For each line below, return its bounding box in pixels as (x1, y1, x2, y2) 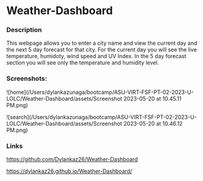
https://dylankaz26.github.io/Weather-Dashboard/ (6, 168, 133, 175)
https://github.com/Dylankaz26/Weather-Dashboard (6, 156, 138, 163)
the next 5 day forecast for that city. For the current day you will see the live (6, 46, 197, 53)
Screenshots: (6, 74, 48, 83)
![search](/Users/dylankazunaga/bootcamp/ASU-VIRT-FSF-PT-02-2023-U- (6, 113, 197, 120)
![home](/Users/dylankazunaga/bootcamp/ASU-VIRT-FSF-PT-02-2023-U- (6, 88, 194, 96)
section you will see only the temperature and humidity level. (6, 59, 160, 66)
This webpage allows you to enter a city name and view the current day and (6, 39, 197, 47)
